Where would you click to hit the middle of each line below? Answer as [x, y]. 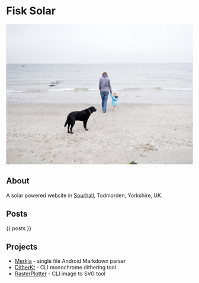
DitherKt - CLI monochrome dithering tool [65, 268]
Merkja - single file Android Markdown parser [70, 261]
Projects [22, 247]
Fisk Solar [31, 11]
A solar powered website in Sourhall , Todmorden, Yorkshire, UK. [84, 195]
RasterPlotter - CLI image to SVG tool [60, 274]
